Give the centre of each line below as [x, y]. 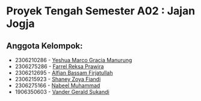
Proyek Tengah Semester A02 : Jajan [101, 11]
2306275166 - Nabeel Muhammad [57, 85]
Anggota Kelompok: [45, 46]
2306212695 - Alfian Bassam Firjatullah [64, 73]
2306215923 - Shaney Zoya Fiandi [58, 79]
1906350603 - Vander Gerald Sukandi [62, 92]
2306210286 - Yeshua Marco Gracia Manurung [73, 60]
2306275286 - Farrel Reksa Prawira [59, 66]
